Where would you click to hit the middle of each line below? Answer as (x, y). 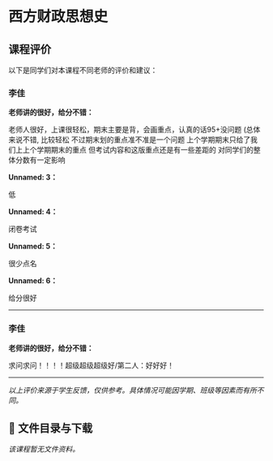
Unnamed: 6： (33, 281)
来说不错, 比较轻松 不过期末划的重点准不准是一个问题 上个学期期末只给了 (130, 140)
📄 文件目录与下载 (51, 428)
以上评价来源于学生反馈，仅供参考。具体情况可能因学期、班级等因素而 (126, 390)
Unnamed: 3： (33, 177)
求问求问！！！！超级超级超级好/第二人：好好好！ (92, 365)
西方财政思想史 (58, 17)
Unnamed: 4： (33, 212)
